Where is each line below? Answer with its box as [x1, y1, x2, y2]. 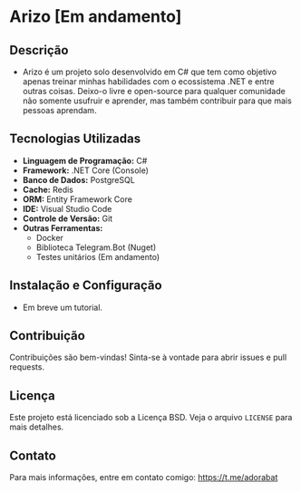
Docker [35, 232, 63, 243]
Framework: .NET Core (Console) [22, 165, 150, 176]
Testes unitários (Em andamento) [35, 251, 160, 262]
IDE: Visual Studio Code [22, 203, 112, 214]
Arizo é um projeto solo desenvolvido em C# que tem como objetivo [22, 66, 277, 77]
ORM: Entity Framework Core [22, 193, 133, 205]
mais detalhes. [9, 421, 64, 432]
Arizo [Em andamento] [9, 6, 182, 27]
